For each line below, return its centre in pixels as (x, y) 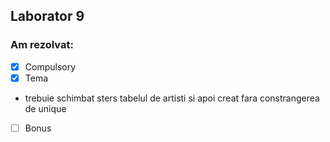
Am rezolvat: (42, 45)
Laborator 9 (47, 16)
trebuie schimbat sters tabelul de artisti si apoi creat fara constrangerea (172, 98)
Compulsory (50, 66)
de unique (45, 108)
